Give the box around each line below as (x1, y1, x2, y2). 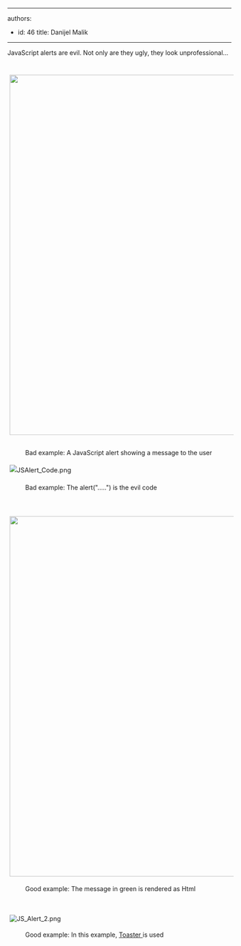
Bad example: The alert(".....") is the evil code (25, 483, 158, 492)
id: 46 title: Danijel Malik (17, 28, 88, 36)
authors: (7, 14, 32, 22)
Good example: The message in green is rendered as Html (25, 885, 196, 893)
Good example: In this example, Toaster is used (25, 930, 164, 939)
